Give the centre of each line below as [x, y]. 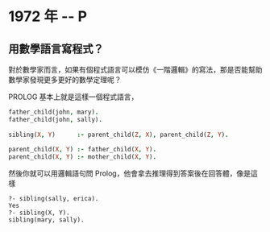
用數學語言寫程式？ [56, 49]
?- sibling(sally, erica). [54, 199]
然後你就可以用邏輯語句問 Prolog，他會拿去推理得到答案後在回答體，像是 [130, 173]
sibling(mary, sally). [46, 220]
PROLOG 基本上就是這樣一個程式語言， [73, 97]
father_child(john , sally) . [56, 119]
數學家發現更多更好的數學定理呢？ [65, 80]
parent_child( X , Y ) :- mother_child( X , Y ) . [83, 157]
